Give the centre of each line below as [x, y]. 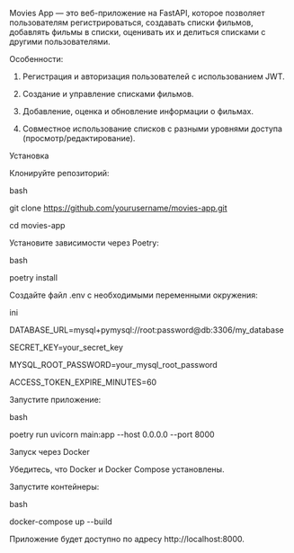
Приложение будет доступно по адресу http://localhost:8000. [127, 539]
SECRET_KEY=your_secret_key [67, 347]
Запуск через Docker [49, 452]
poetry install [34, 277]
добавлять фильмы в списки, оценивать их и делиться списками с [138, 32]
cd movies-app [37, 225]
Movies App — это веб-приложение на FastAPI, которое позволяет [137, 13]
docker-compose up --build [61, 522]
